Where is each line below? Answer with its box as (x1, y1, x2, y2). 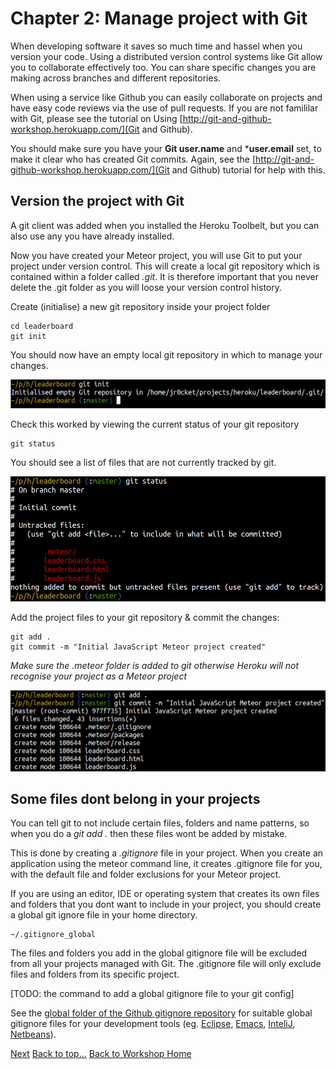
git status (10, 438, 56, 449)
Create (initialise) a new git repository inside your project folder (10, 300, 271, 312)
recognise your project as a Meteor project (10, 670, 188, 682)
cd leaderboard (10, 321, 74, 331)
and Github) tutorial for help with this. (171, 163, 326, 176)
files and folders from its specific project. (10, 968, 180, 981)
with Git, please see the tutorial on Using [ (10, 112, 183, 124)
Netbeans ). (10, 1028, 57, 1041)
